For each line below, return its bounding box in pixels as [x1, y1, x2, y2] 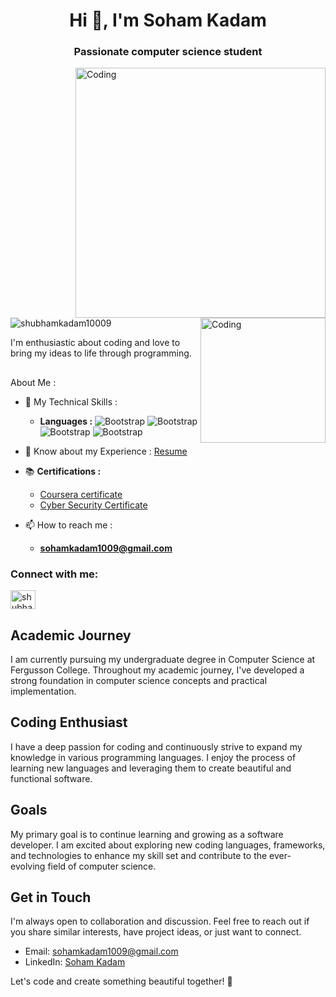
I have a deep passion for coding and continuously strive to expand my [10, 740, 303, 753]
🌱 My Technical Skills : [24, 395, 118, 408]
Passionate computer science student [73, 45, 263, 59]
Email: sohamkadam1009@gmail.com [24, 945, 179, 958]
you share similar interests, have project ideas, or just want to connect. [10, 926, 302, 938]
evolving [10, 860, 46, 872]
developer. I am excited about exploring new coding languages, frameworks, [10, 839, 326, 851]
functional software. [10, 772, 93, 784]
